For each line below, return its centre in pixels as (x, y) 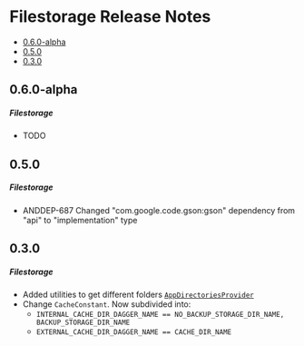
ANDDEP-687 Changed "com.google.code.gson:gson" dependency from (159, 210)
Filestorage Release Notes (110, 17)
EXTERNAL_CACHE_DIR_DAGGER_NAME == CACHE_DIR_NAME (134, 332)
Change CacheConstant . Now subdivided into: (107, 304)
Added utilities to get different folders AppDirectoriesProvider (138, 295)
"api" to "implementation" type (80, 220)
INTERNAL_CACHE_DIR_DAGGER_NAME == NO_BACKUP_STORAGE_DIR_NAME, (160, 315)
